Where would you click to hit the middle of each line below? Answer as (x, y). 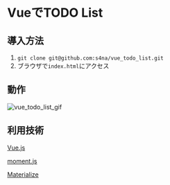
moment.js (22, 161)
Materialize (23, 174)
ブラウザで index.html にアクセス (63, 66)
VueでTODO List (55, 13)
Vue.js (16, 148)
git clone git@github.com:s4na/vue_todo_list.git (91, 58)
